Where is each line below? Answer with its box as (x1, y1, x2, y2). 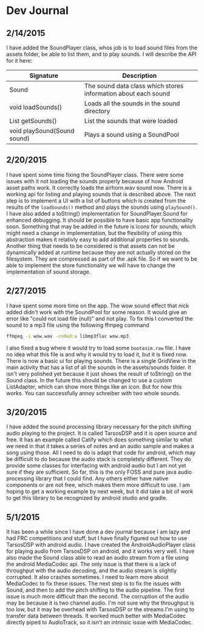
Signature (29, 71, 59, 80)
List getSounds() (9, 117, 57, 125)
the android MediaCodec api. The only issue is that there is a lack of (6, 561, 177, 568)
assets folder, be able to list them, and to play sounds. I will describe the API (6, 51, 197, 58)
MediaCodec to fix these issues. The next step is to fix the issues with (6, 580, 182, 588)
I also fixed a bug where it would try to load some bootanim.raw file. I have (6, 344, 191, 351)
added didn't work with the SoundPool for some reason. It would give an (6, 308, 187, 315)
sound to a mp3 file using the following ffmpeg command (6, 321, 150, 329)
